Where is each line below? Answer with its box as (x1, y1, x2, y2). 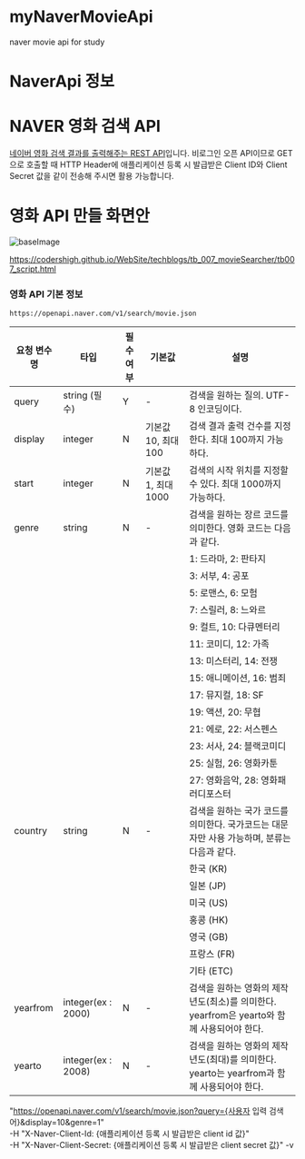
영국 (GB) (189, 931, 229, 944)
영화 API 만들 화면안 (9, 206, 151, 226)
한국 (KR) (189, 863, 229, 876)
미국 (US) (189, 896, 229, 909)
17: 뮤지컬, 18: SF (189, 688, 264, 701)
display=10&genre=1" (25, 1117, 104, 1128)
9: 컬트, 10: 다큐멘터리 (189, 620, 280, 633)
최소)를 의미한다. (209, 996, 277, 1008)
